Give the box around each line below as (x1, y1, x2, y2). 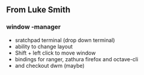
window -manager (6, 23, 61, 31)
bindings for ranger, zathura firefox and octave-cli (14, 55, 139, 62)
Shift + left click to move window (14, 49, 96, 56)
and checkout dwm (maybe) (14, 62, 85, 69)
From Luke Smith (6, 5, 71, 15)
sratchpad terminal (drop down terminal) (14, 36, 115, 44)
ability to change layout (14, 43, 73, 50)
